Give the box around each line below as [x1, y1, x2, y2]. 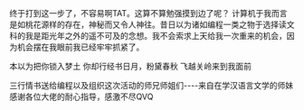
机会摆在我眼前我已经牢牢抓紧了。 [16, 41, 145, 52]
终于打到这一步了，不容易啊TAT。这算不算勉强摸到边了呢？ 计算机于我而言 [9, 8, 288, 18]
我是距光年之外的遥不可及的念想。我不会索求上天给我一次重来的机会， [24, 31, 287, 41]
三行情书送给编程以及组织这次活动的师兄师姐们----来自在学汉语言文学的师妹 [9, 80, 294, 90]
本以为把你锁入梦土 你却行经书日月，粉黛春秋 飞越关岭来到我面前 [9, 61, 252, 71]
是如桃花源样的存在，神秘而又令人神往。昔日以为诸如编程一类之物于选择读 [9, 19, 287, 30]
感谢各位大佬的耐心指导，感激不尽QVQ [9, 91, 154, 102]
